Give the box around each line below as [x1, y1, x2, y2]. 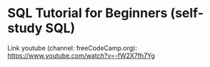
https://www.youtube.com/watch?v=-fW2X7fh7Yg [7, 51, 156, 60]
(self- [170, 5, 204, 21]
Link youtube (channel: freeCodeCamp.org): [7, 43, 138, 52]
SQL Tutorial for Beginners [7, 5, 168, 21]
